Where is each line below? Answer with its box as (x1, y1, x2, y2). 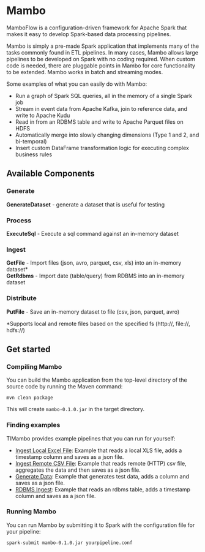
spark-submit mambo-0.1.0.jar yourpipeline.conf (6, 540, 133, 546)
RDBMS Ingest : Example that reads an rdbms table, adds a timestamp (15, 485, 191, 493)
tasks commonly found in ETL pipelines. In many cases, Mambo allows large (6, 48, 199, 56)
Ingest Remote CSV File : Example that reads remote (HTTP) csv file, (15, 459, 187, 467)
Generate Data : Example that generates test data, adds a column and (15, 472, 190, 480)
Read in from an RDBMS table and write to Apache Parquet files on (15, 118, 184, 126)
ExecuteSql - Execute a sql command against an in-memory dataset (6, 230, 179, 237)
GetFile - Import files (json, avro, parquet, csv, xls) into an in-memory (6, 259, 182, 267)
